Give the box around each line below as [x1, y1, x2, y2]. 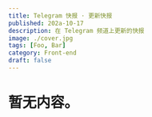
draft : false [8, 57, 52, 65]
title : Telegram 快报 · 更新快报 [8, 11, 113, 20]
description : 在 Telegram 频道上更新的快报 [8, 26, 145, 34]
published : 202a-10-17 [8, 19, 84, 27]
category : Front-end [8, 49, 78, 57]
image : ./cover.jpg [8, 34, 74, 42]
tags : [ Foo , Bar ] [8, 42, 66, 50]
